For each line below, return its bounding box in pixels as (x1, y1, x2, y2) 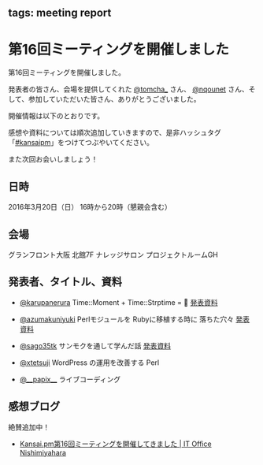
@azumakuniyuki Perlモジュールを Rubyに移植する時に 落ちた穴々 (19, 314, 235, 324)
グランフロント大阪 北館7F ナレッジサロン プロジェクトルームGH (8, 250, 219, 259)
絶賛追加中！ (8, 422, 50, 432)
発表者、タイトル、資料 (8, 275, 122, 288)
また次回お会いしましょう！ (8, 154, 98, 164)
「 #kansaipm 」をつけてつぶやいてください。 (8, 138, 154, 147)
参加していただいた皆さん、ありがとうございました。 (28, 95, 201, 104)
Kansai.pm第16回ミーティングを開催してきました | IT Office (19, 439, 212, 448)
